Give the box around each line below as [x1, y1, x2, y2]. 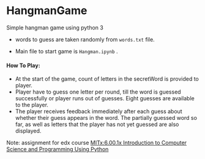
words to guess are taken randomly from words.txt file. [15, 35, 155, 43]
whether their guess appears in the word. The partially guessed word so [15, 114, 198, 122]
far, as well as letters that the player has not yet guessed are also [15, 120, 179, 128]
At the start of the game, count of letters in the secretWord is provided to [15, 75, 199, 83]
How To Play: [6, 62, 41, 69]
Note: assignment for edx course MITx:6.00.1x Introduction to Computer [6, 139, 187, 147]
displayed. [15, 127, 42, 135]
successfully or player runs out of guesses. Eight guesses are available [15, 95, 195, 102]
